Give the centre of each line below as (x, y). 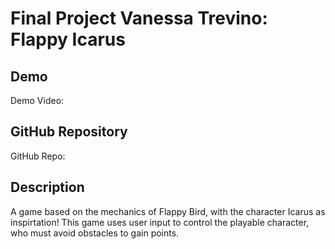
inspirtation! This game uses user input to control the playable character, (160, 222)
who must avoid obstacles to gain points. (95, 233)
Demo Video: (37, 100)
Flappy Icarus (68, 39)
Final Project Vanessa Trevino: (139, 18)
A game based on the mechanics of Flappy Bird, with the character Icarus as (168, 211)
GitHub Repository (69, 132)
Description (47, 187)
